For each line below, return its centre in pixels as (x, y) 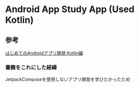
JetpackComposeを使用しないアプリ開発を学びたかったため (68, 79)
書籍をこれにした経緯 (31, 67)
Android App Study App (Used (70, 9)
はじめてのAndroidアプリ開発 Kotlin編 (44, 53)
